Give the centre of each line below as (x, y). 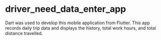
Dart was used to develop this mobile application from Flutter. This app (78, 23)
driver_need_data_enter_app (66, 9)
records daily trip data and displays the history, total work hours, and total (81, 28)
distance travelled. (24, 33)
